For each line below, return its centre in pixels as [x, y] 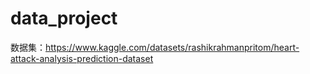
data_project [64, 18]
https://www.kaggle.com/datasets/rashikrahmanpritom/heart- [172, 47]
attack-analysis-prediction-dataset [82, 58]
